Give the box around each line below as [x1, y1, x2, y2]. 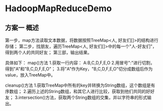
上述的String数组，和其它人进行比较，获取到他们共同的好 [36, 89, 150, 94]
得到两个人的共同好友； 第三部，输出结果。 [5, 50, 92, 55]
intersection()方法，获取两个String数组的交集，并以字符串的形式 [19, 94, 147, 100]
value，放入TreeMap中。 [5, 72, 56, 78]
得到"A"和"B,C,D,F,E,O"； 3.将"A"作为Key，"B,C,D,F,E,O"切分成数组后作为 [5, 66, 153, 72]
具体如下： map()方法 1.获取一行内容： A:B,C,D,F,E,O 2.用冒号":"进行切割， [5, 60, 155, 66]
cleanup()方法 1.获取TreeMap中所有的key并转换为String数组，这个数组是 [5, 82, 151, 88]
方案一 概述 [5, 23, 39, 32]
